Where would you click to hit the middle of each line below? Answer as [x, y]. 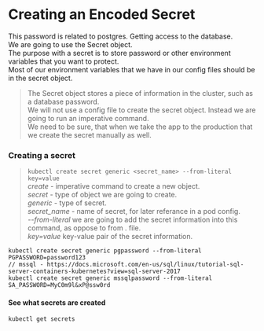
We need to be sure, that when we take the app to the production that [140, 127]
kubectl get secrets [42, 319]
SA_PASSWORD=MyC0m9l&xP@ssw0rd [59, 285]
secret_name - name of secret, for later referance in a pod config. [134, 211]
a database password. [63, 101]
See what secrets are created [57, 302]
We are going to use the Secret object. [70, 44]
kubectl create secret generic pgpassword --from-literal [105, 251]
